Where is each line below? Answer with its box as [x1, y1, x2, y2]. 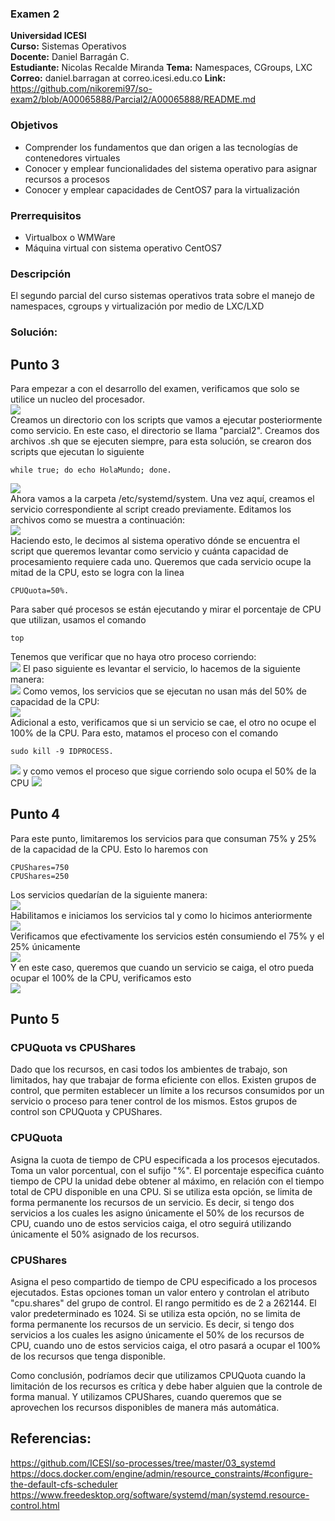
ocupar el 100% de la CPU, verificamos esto [10, 972, 192, 984]
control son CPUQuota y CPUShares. [10, 1106, 163, 1118]
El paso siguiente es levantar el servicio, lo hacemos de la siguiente [22, 662, 301, 674]
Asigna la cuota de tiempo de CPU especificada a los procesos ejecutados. [10, 1153, 321, 1166]
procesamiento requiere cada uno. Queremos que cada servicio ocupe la [10, 555, 312, 567]
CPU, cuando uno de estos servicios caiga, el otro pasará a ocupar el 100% [10, 1340, 322, 1352]
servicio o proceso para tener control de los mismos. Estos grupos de [10, 1095, 298, 1107]
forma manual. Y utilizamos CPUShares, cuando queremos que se [10, 1391, 282, 1403]
